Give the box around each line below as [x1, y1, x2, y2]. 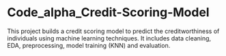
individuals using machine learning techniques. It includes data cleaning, [7, 34, 212, 42]
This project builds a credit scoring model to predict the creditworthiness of [7, 27, 220, 35]
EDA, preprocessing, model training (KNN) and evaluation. [7, 41, 171, 49]
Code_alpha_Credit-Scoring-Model [7, 5, 210, 20]
